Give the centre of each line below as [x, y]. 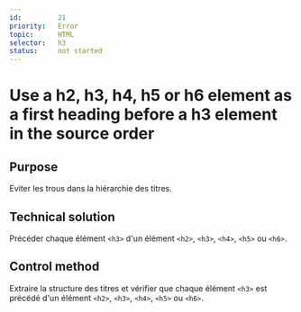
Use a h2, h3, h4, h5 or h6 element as [151, 96]
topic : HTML [42, 34]
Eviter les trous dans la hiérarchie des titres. [91, 189]
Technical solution [62, 217]
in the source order [82, 134]
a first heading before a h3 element [143, 115]
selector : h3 [38, 43]
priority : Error [44, 26]
